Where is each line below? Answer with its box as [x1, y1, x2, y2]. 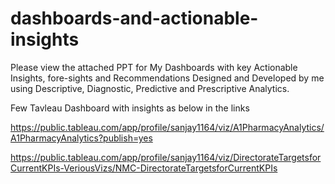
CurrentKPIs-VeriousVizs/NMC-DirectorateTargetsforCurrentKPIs [10, 162, 278, 174]
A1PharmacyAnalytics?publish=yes [10, 132, 153, 144]
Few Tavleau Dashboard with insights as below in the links [10, 102, 250, 114]
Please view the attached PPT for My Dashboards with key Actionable [10, 61, 298, 73]
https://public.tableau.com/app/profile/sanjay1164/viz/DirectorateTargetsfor [10, 151, 322, 163]
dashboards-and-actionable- [10, 7, 259, 30]
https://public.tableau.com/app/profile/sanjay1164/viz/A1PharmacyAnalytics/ [10, 121, 325, 133]
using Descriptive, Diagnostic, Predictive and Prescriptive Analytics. [10, 82, 290, 94]
